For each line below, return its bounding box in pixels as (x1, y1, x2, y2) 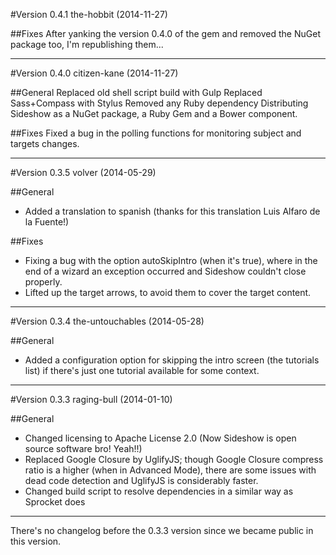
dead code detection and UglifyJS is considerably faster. (24, 475, 259, 486)
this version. (10, 535, 62, 547)
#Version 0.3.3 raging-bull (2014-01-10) (10, 394, 173, 405)
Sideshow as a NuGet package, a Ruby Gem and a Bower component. (10, 108, 298, 119)
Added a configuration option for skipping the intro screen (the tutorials (24, 354, 320, 366)
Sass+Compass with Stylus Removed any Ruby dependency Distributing (10, 97, 309, 109)
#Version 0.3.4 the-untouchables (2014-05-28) (10, 315, 205, 327)
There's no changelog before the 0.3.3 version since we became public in (10, 525, 314, 536)
